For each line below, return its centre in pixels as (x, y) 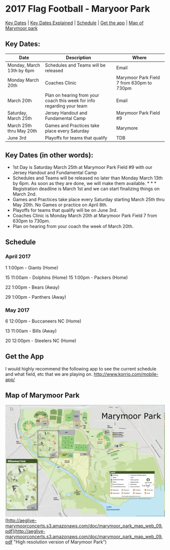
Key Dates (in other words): (49, 155)
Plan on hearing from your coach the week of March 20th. (73, 226)
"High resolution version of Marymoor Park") (60, 542)
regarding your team (66, 106)
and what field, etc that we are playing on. (49, 374)
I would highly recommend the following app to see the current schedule (81, 369)
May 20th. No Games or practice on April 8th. (60, 205)
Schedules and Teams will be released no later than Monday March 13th (88, 178)
